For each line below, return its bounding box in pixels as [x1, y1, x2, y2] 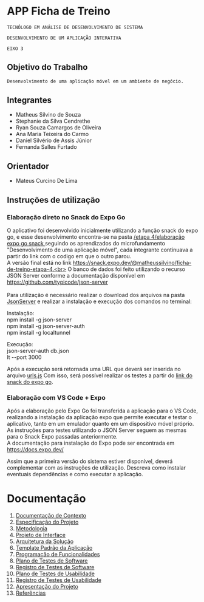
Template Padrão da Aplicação [15, 544, 93, 552]
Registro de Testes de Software [15, 564, 95, 571]
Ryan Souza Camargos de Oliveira [15, 124, 101, 131]
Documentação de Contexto [15, 512, 87, 519]
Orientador [7, 161, 49, 171]
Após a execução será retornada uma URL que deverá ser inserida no [7, 365, 182, 372]
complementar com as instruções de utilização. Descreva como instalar [7, 464, 186, 471]
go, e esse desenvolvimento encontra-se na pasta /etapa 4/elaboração [7, 233, 185, 241]
